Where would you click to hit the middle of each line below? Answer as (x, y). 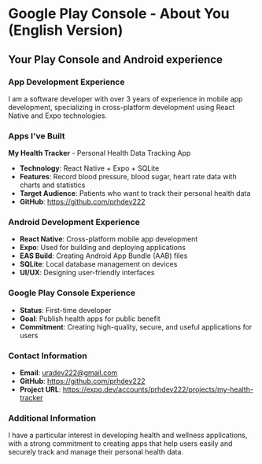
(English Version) (66, 30)
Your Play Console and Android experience (115, 59)
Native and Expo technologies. (58, 116)
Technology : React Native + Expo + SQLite (89, 168)
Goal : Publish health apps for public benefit (90, 319)
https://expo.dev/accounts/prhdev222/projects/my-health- (158, 389)
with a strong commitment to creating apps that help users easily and (120, 444)
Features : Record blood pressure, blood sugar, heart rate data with (128, 177)
